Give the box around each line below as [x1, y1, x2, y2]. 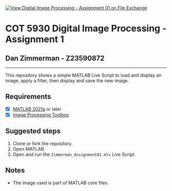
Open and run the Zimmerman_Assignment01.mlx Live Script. [12, 151, 136, 157]
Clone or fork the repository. [12, 140, 73, 147]
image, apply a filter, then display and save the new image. [5, 78, 129, 84]
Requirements [5, 92, 51, 101]
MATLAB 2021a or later [12, 106, 61, 112]
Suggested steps [5, 127, 61, 135]
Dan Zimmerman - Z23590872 [5, 54, 105, 62]
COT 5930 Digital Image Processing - [5, 23, 167, 34]
